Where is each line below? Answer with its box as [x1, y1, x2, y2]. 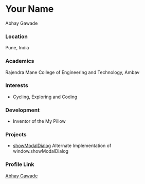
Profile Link [5, 161, 34, 168]
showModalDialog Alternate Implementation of [12, 142, 112, 149]
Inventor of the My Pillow [12, 118, 66, 124]
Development [5, 106, 40, 114]
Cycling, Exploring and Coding [12, 94, 78, 100]
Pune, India [5, 45, 29, 51]
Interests [5, 82, 28, 89]
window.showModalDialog [12, 148, 68, 154]
